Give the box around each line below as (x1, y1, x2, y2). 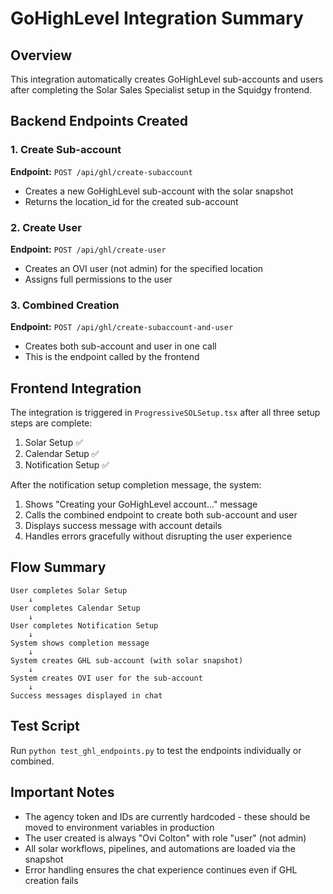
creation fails (24, 874, 79, 886)
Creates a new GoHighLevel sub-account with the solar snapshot (24, 185, 294, 197)
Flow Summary (10, 559, 107, 576)
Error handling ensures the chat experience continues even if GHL (24, 863, 298, 876)
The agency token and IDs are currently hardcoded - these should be (24, 810, 311, 822)
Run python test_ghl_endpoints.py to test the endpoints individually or (10, 744, 302, 756)
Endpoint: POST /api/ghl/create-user (10, 243, 167, 255)
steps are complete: (10, 417, 93, 429)
